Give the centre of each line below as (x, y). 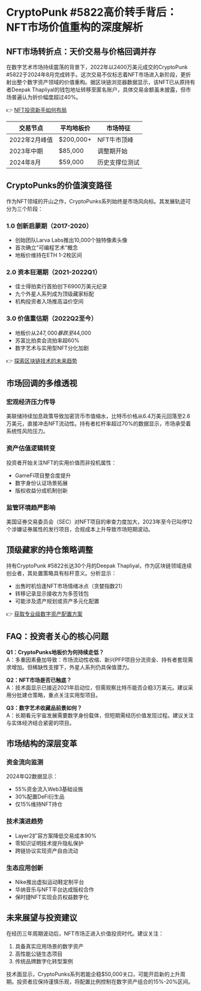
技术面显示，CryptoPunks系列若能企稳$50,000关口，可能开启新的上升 (93, 974)
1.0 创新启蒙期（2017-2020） (49, 226)
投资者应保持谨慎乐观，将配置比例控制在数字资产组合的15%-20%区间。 (105, 981)
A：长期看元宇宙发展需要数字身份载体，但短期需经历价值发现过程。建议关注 (100, 715)
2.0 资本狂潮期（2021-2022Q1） (54, 273)
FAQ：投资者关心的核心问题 (58, 636)
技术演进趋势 (25, 821)
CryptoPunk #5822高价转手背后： (92, 12)
